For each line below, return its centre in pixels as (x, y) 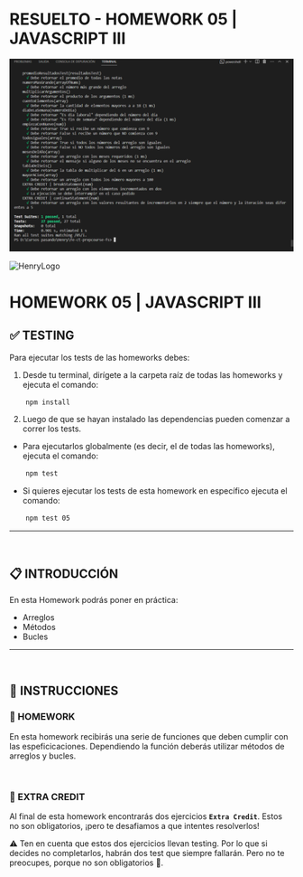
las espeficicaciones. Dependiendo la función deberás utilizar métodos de (147, 746)
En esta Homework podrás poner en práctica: (94, 599)
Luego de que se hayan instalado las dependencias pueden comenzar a (156, 420)
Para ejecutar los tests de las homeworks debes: (100, 357)
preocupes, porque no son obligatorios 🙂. (87, 863)
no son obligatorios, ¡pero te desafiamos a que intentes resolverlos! (134, 825)
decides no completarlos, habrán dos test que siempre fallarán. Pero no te (147, 853)
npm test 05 (48, 519)
